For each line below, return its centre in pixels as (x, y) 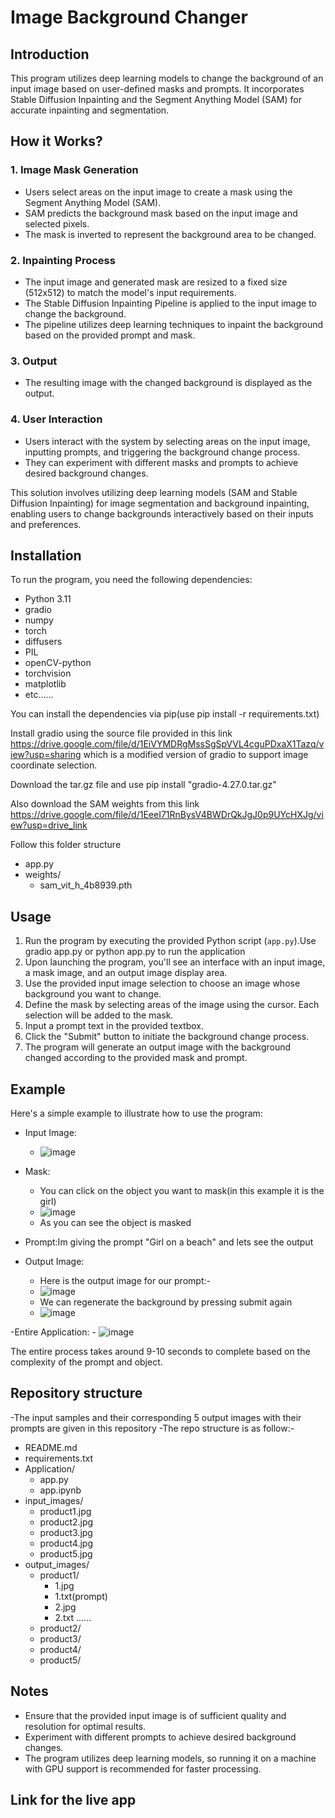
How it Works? (56, 141)
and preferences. (46, 524)
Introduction (50, 54)
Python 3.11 (48, 599)
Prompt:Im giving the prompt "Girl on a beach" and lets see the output (169, 1242)
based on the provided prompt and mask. (110, 335)
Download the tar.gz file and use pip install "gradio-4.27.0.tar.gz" (143, 785)
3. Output (34, 361)
